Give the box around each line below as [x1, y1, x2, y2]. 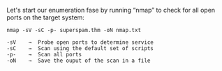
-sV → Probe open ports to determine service [6, 39, 154, 46]
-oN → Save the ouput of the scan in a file [6, 57, 151, 64]
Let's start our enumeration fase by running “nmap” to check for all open [6, 6, 216, 14]
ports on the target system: [6, 13, 85, 22]
